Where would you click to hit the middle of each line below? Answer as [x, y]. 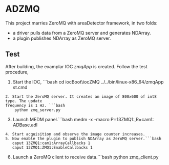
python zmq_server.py [37, 110]
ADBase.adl [25, 125]
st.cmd [20, 87]
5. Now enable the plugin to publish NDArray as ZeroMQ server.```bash [83, 139]
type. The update [24, 101]
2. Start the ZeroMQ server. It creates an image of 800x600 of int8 [81, 97]
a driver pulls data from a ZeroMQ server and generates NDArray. [82, 33]
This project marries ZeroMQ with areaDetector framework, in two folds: [81, 23]
